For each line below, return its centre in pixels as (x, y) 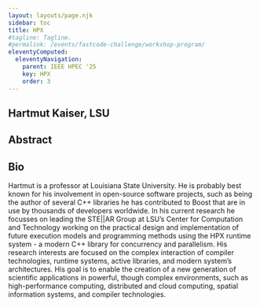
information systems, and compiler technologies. (87, 294)
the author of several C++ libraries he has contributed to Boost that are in (127, 202)
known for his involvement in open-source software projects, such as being (130, 194)
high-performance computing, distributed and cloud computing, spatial (123, 286)
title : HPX (26, 30)
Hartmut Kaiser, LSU (59, 113)
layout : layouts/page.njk (50, 15)
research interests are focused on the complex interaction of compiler (121, 253)
